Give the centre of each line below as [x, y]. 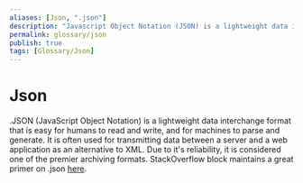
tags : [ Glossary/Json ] [52, 51]
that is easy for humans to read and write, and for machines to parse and [145, 131]
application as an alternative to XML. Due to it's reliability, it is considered [145, 150]
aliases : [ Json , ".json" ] [58, 18]
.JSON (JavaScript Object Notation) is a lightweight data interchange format [150, 121]
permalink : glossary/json [58, 34]
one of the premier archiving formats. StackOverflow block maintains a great [151, 160]
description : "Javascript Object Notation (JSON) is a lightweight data [149, 26]
